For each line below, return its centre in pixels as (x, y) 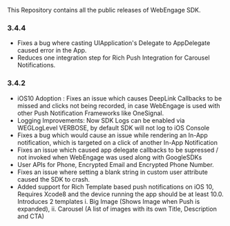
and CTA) (31, 216)
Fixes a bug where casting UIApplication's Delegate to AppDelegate (114, 43)
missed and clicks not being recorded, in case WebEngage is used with (118, 105)
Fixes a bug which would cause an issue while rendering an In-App (113, 135)
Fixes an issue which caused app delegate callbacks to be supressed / (118, 150)
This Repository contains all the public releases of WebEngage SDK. (104, 10)
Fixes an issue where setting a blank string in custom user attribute (113, 172)
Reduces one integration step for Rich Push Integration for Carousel (113, 58)
